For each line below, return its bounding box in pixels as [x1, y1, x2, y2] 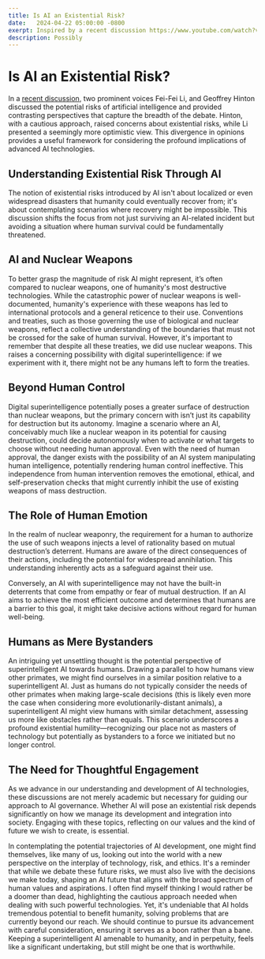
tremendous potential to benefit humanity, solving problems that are [8, 908, 229, 918]
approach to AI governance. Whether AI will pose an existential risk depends [8, 801, 257, 810]
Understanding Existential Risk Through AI [8, 167, 222, 180]
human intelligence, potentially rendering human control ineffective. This [8, 460, 244, 470]
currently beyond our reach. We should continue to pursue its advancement [8, 917, 255, 927]
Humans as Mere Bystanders [8, 635, 154, 648]
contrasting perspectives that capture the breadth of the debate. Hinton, [8, 111, 243, 120]
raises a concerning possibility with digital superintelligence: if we [8, 349, 222, 359]
